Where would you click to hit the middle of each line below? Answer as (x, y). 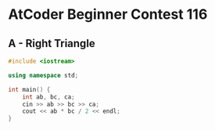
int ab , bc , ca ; (49, 97)
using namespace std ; (43, 75)
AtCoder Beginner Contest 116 (108, 14)
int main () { (29, 89)
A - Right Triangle (52, 43)
